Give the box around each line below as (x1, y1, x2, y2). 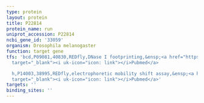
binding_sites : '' (6, 87, 53, 94)
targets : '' (6, 82, 36, 88)
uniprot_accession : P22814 (6, 32, 75, 38)
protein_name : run (6, 25, 53, 32)
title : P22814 (6, 20, 42, 26)
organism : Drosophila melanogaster (6, 43, 97, 49)
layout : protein (6, 15, 47, 21)
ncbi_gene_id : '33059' (6, 37, 64, 43)
